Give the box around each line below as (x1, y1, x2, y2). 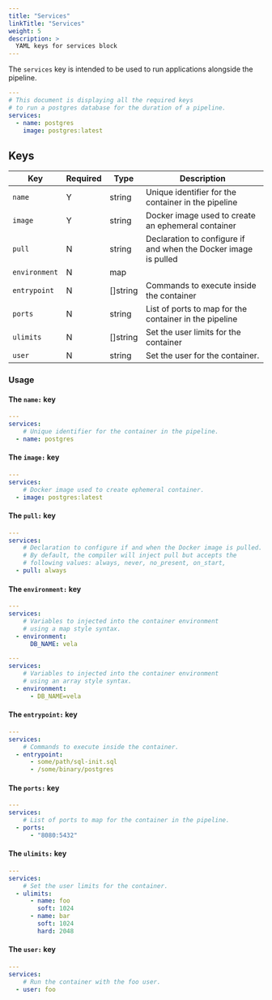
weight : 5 (8, 27, 42, 35)
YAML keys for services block (15, 42, 117, 50)
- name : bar (29, 912, 70, 920)
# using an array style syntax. (23, 677, 132, 686)
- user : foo (15, 985, 57, 994)
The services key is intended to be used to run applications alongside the (8, 64, 253, 74)
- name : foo (29, 897, 70, 905)
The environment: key (8, 584, 82, 593)
